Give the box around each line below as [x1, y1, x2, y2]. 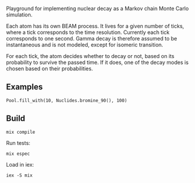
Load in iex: [6, 161, 34, 168]
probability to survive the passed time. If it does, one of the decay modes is [6, 59, 189, 66]
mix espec [6, 151, 31, 157]
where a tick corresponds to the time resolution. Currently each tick [6, 29, 170, 36]
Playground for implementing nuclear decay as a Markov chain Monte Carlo [6, 5, 189, 12]
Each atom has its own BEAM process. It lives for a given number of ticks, [6, 23, 184, 29]
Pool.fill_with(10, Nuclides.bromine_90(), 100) [6, 97, 127, 103]
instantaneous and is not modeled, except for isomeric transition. [6, 41, 163, 48]
